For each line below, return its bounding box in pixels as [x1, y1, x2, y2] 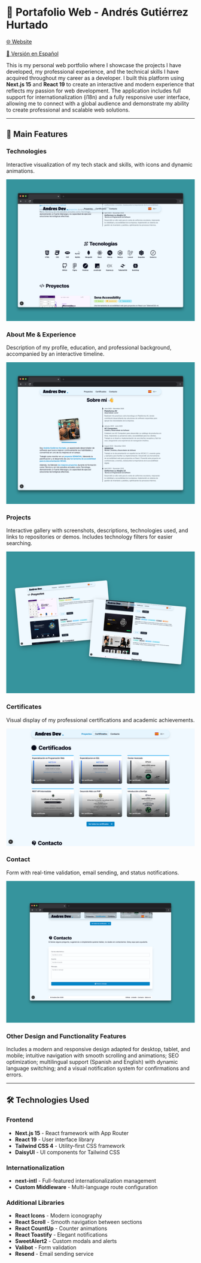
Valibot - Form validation [14, 1244, 77, 1251]
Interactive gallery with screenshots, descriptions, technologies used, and [6, 527, 188, 534]
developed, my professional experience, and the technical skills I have [6, 68, 179, 75]
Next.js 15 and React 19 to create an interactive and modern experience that [6, 80, 194, 88]
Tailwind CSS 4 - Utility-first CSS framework [14, 1142, 126, 1149]
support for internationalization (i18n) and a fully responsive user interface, [6, 93, 190, 101]
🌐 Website [6, 38, 32, 45]
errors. [6, 1071, 23, 1078]
